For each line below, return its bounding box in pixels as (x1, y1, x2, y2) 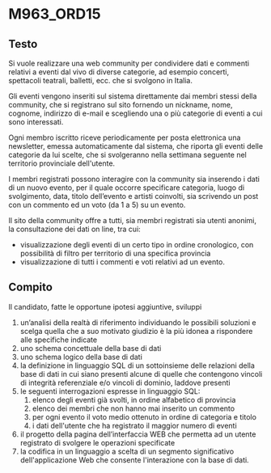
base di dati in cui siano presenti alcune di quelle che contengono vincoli (19, 369, 263, 378)
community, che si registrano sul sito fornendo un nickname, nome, (8, 100, 233, 109)
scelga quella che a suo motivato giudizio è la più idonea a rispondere (19, 326, 253, 336)
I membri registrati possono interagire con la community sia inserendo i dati (8, 175, 260, 184)
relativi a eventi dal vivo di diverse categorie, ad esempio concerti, (8, 67, 230, 77)
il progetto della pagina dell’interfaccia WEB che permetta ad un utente (19, 429, 256, 439)
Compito (8, 281, 53, 294)
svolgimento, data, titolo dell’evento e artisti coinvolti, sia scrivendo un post (8, 192, 259, 201)
